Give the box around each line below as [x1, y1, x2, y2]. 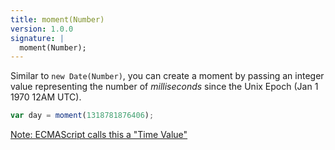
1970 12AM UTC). [10, 91, 82, 103]
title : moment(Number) [10, 14, 105, 25]
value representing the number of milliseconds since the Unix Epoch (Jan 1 [10, 81, 319, 93]
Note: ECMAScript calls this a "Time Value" [10, 129, 188, 141]
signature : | [10, 33, 65, 43]
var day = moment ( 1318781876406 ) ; [10, 111, 155, 121]
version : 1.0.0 [10, 24, 74, 34]
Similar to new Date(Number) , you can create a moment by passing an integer [10, 70, 325, 82]
